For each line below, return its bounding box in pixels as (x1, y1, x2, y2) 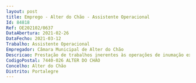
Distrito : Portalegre (6, 68, 59, 74)
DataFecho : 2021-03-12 (6, 36, 61, 41)
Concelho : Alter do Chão (6, 63, 66, 69)
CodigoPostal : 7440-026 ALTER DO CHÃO (6, 57, 100, 63)
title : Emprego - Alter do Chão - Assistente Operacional (6, 14, 150, 20)
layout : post (6, 8, 38, 15)
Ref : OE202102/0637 (6, 25, 54, 31)
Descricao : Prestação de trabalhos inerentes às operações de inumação (6, 52, 184, 58)
